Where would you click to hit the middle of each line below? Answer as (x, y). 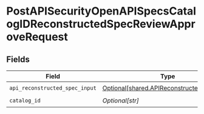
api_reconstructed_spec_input (53, 88)
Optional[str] (121, 100)
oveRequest (37, 37)
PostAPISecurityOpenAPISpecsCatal (101, 11)
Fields (18, 59)
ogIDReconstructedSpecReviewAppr (101, 24)
